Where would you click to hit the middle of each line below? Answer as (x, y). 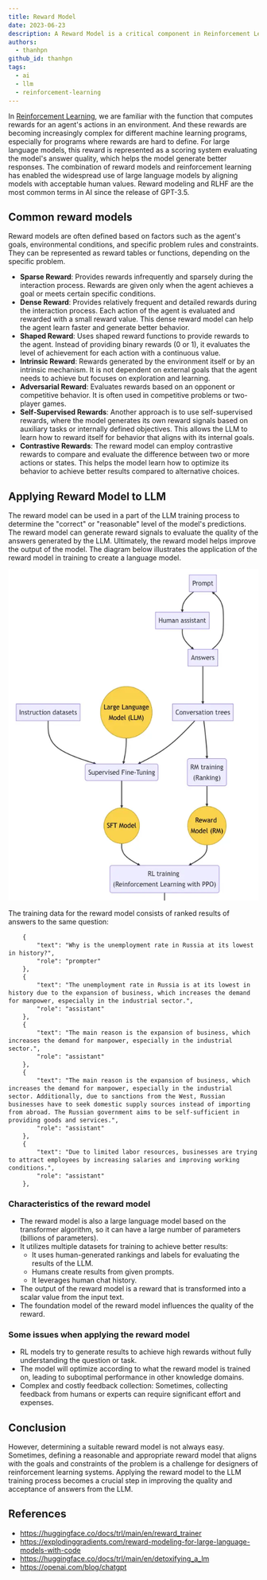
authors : (23, 42)
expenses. (37, 1403)
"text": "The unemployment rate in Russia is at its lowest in (143, 985)
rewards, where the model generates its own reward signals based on (134, 421)
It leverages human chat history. (84, 1280)
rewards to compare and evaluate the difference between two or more (135, 454)
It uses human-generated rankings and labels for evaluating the (135, 1255)
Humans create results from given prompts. (103, 1271)
